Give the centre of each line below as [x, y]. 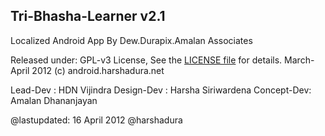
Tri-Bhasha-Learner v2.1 [88, 16]
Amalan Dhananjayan [54, 100]
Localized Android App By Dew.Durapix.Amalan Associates [131, 40]
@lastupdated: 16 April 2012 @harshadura [96, 120]
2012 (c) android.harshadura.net [98, 70]
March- [299, 60]
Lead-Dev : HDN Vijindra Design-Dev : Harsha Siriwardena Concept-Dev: [161, 90]
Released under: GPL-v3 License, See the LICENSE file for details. [146, 60]
